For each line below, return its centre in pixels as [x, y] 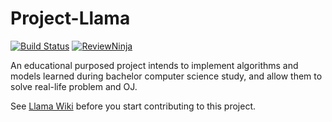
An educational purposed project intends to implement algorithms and [154, 65]
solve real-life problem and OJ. [74, 86]
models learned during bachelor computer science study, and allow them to [166, 76]
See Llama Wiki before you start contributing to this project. [133, 106]
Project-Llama [70, 18]
